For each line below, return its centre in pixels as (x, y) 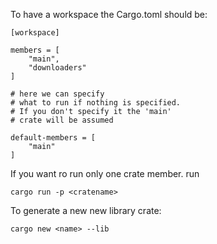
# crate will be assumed (62, 120)
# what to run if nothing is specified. (96, 103)
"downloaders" (57, 68)
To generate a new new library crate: (86, 210)
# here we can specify (57, 94)
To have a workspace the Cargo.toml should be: (109, 14)
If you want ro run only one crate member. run (105, 173)
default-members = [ (53, 138)
